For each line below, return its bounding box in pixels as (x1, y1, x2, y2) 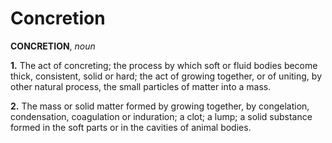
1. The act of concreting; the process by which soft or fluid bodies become (10, 59, 318, 71)
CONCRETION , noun (10, 40, 96, 52)
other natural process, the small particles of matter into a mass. (10, 80, 272, 92)
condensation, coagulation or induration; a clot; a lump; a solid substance (10, 110, 313, 122)
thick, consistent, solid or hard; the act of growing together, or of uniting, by (10, 70, 323, 82)
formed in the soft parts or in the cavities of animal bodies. (10, 121, 252, 133)
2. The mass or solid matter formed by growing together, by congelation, (10, 100, 310, 112)
